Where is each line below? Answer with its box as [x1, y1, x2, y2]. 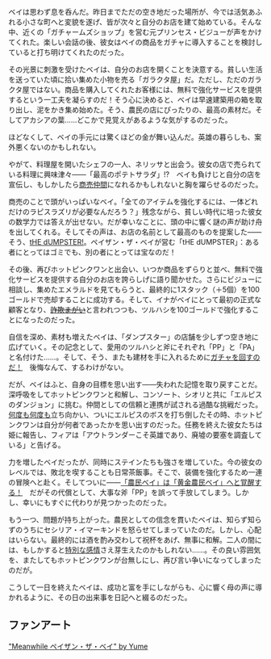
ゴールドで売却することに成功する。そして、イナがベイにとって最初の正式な [8, 295, 262, 304]
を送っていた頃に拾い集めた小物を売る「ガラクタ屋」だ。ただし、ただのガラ [8, 75, 262, 84]
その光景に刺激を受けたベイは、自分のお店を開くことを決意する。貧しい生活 [8, 65, 263, 74]
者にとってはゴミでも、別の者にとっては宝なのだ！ [8, 247, 177, 257]
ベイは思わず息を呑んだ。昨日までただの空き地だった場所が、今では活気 [8, 7, 248, 16]
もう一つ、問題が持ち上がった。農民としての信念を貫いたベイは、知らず [8, 515, 248, 524]
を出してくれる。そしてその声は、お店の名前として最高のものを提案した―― [8, 227, 262, 237]
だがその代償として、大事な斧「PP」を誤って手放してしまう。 [29, 488, 236, 497]
